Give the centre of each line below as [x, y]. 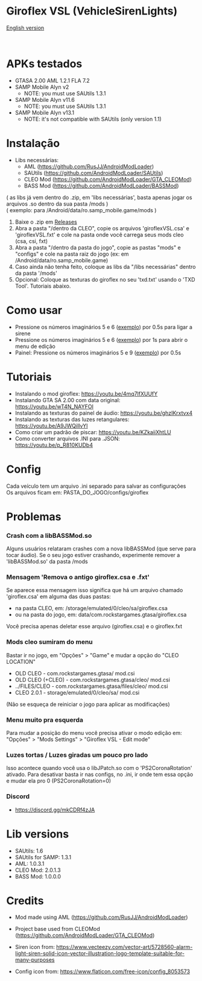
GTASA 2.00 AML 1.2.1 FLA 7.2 [52, 80]
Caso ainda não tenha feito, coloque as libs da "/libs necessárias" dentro [105, 267]
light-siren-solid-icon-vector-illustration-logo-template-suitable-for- [100, 953]
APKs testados [44, 64]
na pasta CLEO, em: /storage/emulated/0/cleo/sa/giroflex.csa [91, 608]
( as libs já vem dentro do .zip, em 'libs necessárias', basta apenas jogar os [99, 197]
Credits [25, 901]
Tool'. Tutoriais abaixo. [43, 286]
